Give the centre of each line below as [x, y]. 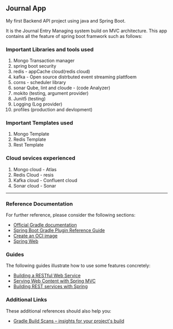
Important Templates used [40, 123]
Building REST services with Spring [50, 286]
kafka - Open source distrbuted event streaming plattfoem [75, 77]
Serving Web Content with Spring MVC [54, 281]
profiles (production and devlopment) [53, 110]
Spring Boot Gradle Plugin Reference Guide [59, 230]
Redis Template [30, 139]
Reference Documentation [40, 203]
